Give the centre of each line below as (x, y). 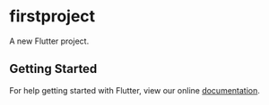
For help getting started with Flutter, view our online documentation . (134, 90)
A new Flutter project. (49, 41)
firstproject (52, 16)
